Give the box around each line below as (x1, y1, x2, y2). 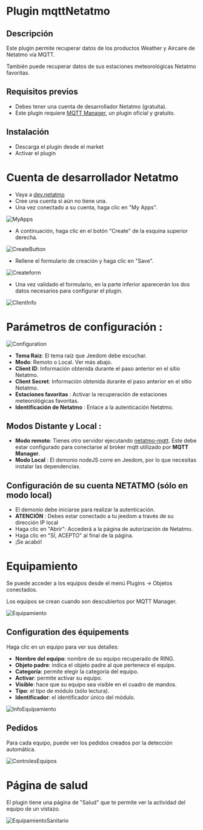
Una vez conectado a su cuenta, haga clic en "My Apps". (15, 203, 158, 211)
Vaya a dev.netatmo (15, 191, 65, 198)
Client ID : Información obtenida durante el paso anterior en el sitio (15, 365, 181, 372)
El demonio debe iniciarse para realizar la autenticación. (15, 506, 156, 513)
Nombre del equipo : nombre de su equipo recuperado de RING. (15, 655, 175, 662)
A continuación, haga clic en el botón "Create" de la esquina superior (15, 227, 188, 234)
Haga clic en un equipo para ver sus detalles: (6, 643, 119, 650)
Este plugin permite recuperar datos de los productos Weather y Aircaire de (6, 44, 195, 52)
